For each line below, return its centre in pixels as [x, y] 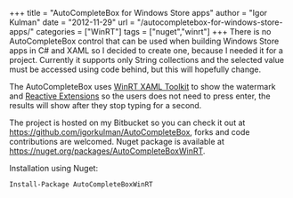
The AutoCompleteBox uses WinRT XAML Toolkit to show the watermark [142, 87]
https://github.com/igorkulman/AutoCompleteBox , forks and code [130, 132]
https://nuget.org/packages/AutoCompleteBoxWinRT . [107, 151]
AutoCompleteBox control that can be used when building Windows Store [144, 41]
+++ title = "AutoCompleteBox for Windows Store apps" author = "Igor [138, 13]
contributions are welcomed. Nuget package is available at [117, 142]
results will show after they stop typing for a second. [106, 105]
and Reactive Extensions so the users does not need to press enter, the [140, 96]
